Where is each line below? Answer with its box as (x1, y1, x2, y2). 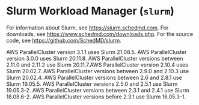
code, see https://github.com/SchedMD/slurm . (6, 37, 121, 44)
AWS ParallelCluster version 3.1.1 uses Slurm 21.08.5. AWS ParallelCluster (6, 48, 187, 55)
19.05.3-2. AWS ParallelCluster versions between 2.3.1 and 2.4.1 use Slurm (6, 86, 189, 94)
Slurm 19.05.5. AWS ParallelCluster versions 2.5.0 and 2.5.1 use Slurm (6, 80, 178, 88)
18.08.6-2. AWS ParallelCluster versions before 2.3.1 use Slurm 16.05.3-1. (6, 93, 186, 100)
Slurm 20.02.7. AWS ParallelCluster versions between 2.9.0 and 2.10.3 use (6, 67, 189, 74)
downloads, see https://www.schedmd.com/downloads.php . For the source (6, 30, 194, 37)
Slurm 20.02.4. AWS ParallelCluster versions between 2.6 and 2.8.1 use (6, 74, 182, 81)
